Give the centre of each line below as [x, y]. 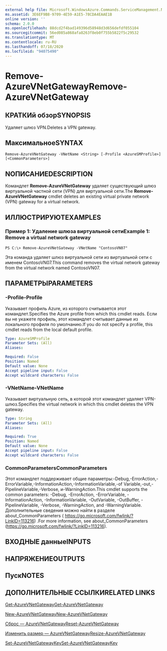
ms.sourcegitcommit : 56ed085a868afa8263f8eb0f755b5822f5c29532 [72, 33]
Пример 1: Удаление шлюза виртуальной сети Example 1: [78, 232]
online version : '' [25, 19]
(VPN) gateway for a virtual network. [43, 202]
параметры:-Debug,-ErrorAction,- [123, 479]
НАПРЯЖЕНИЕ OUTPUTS [45, 559]
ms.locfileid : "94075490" [32, 51]
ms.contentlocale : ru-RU [31, 42]
